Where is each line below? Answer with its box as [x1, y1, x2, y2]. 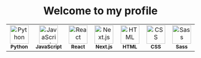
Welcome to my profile [43, 4, 158, 18]
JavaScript [35, 43, 62, 50]
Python [10, 43, 28, 50]
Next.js [95, 43, 113, 50]
